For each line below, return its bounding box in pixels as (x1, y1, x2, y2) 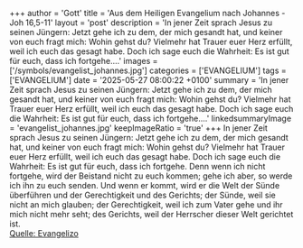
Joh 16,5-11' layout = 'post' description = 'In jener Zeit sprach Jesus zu (9, 17, 273, 28)
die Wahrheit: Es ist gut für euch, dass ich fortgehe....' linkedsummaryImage (9, 113, 292, 124)
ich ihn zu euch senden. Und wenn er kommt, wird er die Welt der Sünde (9, 180, 280, 190)
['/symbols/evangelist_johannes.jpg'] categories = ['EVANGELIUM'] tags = (9, 65, 287, 76)
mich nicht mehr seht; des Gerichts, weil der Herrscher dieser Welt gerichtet (9, 209, 294, 219)
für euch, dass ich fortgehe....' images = (9, 56, 158, 66)
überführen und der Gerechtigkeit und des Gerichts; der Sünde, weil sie (9, 189, 276, 200)
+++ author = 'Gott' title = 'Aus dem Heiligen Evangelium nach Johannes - (9, 8, 286, 18)
